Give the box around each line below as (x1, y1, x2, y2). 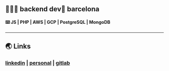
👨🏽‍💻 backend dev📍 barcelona (5, 5, 100, 13)
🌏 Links (5, 42, 31, 50)
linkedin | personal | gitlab (5, 59, 70, 66)
